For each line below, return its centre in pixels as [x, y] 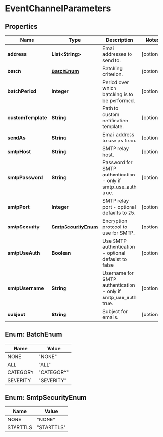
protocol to [115, 227]
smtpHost [19, 151]
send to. [112, 60]
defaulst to [115, 259]
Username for [118, 273]
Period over [116, 82]
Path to [111, 108]
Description [120, 40]
